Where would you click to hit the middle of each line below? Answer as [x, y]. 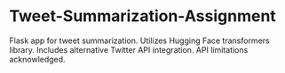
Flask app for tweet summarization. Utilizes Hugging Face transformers [139, 40]
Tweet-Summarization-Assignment [143, 16]
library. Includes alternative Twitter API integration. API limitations [129, 49]
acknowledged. [37, 59]
